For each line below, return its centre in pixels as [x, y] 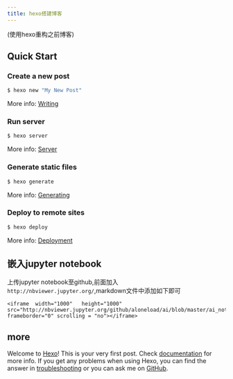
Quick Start [32, 56]
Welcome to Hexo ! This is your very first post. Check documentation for [110, 353]
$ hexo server [28, 136]
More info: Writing [33, 104]
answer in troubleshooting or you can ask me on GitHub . [88, 369]
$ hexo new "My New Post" [44, 91]
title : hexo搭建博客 [35, 14]
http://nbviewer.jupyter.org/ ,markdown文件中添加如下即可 [94, 290]
